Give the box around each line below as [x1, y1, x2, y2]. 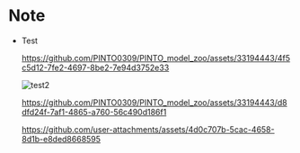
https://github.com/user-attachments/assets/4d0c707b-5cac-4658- [21, 123, 275, 135]
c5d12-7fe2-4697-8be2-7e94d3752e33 [21, 62, 170, 73]
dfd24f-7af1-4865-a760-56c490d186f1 [21, 106, 167, 117]
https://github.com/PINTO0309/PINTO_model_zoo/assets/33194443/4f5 [21, 52, 291, 63]
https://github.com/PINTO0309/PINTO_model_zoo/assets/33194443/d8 [21, 96, 288, 108]
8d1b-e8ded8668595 [21, 133, 101, 144]
